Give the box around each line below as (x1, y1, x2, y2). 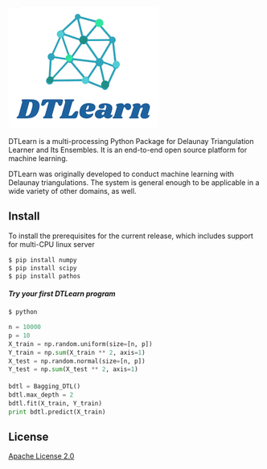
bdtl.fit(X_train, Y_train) (8, 399, 103, 407)
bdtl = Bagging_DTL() (8, 382, 81, 391)
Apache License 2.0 (8, 451, 75, 461)
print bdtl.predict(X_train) (8, 408, 106, 416)
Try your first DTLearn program (8, 289, 116, 298)
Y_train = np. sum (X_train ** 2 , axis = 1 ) (8, 348, 146, 356)
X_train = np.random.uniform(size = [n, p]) (8, 339, 153, 348)
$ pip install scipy (8, 264, 78, 272)
